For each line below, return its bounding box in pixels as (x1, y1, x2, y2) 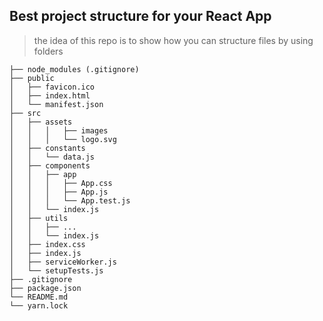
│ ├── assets (9, 117, 73, 127)
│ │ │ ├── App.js (9, 187, 109, 197)
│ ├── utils (9, 213, 69, 223)
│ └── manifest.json (9, 99, 104, 109)
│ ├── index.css (9, 239, 86, 249)
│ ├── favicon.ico (9, 82, 96, 92)
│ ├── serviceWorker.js (9, 257, 117, 267)
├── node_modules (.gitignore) (9, 64, 140, 74)
